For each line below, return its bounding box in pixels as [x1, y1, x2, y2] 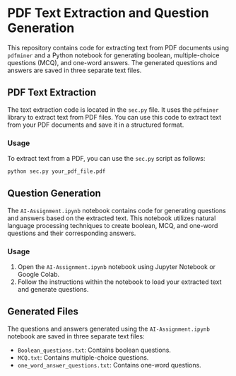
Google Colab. [17, 270, 60, 279]
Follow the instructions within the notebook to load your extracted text [17, 278, 222, 286]
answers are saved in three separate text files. [7, 66, 142, 74]
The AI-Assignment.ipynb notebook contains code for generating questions [7, 206, 226, 215]
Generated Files [7, 306, 79, 318]
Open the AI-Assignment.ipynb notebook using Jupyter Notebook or [17, 263, 216, 271]
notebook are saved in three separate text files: [7, 331, 145, 341]
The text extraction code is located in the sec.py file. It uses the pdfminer [7, 105, 219, 114]
